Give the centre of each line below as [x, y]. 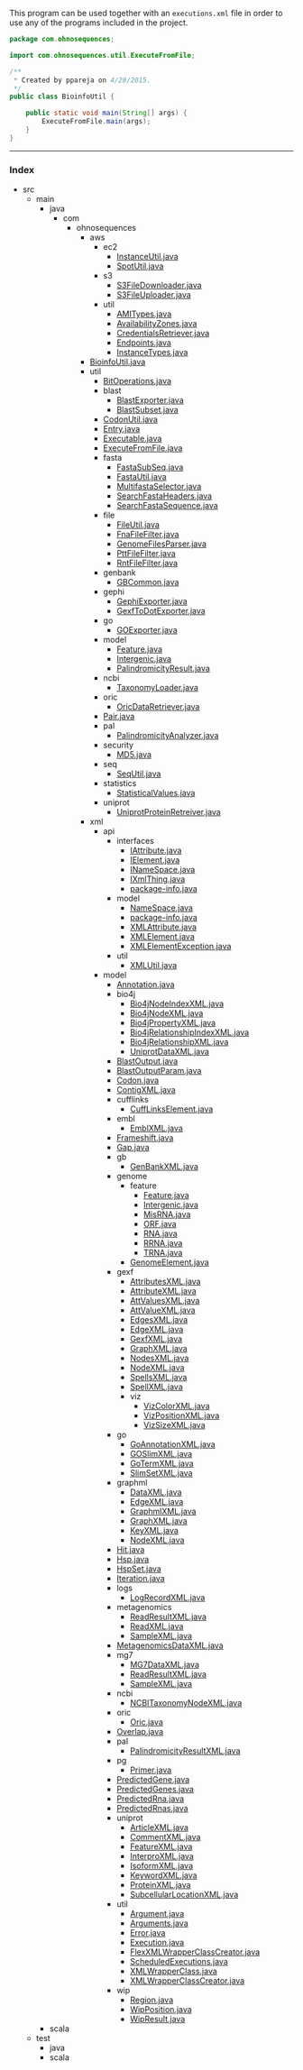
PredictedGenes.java [155, 1790]
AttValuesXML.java [165, 1301]
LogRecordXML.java [168, 1598]
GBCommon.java [148, 582]
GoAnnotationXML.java [173, 1444]
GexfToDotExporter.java [161, 611]
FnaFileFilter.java [148, 535]
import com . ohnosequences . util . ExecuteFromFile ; [102, 55]
